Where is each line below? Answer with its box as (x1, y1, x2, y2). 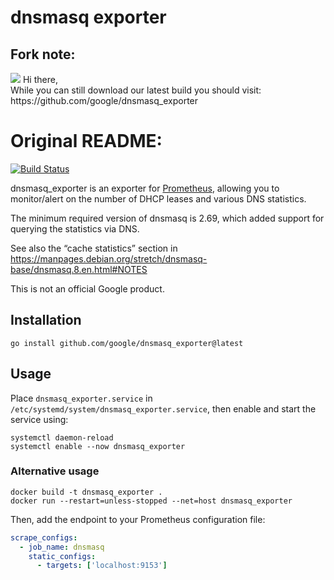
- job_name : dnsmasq (19, 542, 105, 552)
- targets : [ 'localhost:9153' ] (36, 561, 168, 571)
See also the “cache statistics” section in (10, 242, 178, 254)
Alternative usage (10, 464, 100, 478)
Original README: (10, 130, 163, 153)
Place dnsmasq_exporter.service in (10, 392, 153, 404)
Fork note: (10, 46, 76, 63)
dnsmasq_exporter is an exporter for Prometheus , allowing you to (10, 182, 280, 194)
